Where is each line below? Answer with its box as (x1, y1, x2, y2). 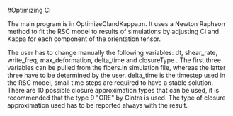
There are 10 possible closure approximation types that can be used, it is (7, 86, 220, 94)
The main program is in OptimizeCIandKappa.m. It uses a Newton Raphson (7, 20, 225, 28)
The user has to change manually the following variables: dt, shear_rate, (7, 49, 218, 57)
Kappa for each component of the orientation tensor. (7, 35, 161, 43)
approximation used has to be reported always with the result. (7, 101, 188, 109)
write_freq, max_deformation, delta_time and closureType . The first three (7, 56, 222, 64)
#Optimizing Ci (7, 6, 51, 14)
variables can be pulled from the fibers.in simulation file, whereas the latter (7, 64, 226, 71)
